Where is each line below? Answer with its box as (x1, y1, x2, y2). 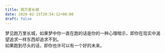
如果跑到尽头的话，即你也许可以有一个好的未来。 (5, 43, 104, 49)
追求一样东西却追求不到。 (9, 36, 62, 42)
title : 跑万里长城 (5, 7, 39, 12)
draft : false (5, 16, 32, 21)
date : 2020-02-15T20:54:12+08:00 (5, 12, 74, 17)
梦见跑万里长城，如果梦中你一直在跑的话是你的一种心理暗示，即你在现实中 (5, 30, 156, 36)
